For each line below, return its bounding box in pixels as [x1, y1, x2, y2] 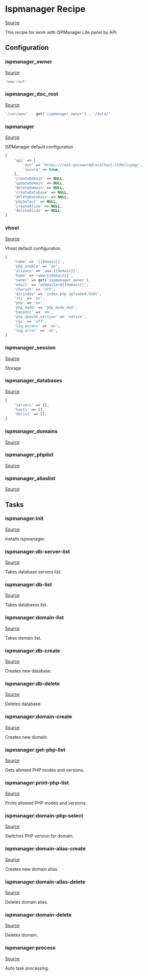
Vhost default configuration [5, 245, 61, 251]
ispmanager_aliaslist [5, 475, 55, 482]
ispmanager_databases [5, 377, 62, 384]
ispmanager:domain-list [5, 614, 64, 621]
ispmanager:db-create [5, 647, 60, 654]
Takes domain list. [5, 635, 42, 641]
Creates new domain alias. [5, 866, 59, 872]
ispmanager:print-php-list [5, 779, 69, 786]
